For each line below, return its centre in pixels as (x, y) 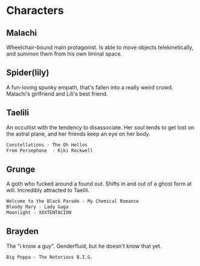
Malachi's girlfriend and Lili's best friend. (57, 94)
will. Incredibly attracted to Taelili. (48, 190)
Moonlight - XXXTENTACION (39, 212)
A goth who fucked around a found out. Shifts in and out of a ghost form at (99, 184)
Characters (35, 11)
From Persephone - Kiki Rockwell (50, 151)
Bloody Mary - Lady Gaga (37, 207)
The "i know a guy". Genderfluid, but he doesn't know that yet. (84, 246)
